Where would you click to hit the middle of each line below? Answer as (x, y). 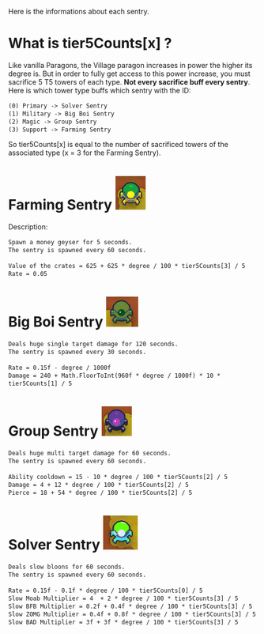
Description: (28, 226)
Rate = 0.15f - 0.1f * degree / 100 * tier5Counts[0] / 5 (106, 591)
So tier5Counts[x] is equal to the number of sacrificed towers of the (119, 144)
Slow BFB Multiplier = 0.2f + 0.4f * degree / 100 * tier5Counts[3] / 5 (130, 606)
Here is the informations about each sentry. (79, 11)
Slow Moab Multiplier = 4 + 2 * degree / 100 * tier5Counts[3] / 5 (123, 598)
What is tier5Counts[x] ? (90, 43)
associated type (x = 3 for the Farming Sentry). (85, 153)
